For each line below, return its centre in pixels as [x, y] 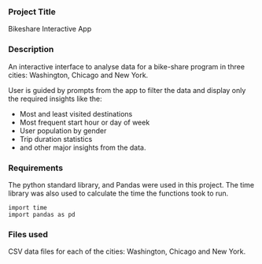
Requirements [36, 168]
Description [31, 50]
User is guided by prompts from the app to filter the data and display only [127, 90]
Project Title [32, 12]
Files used [28, 234]
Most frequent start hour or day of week [85, 122]
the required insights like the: [55, 99]
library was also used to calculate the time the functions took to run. [118, 193]
